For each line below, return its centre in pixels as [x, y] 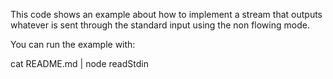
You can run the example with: [73, 44]
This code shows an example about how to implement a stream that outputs [166, 14]
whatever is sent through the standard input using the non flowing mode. [160, 25]
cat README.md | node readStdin [79, 63]
